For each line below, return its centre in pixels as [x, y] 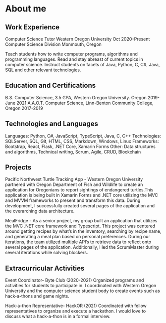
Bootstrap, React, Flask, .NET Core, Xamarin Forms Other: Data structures [81, 146]
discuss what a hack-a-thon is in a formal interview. [58, 317]
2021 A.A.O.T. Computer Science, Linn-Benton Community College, [85, 103]
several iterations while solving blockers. [47, 253]
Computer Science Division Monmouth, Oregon [53, 44]
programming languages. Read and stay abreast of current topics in [74, 59]
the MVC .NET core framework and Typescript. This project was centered [80, 226]
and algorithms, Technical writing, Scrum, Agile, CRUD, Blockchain [73, 152]
